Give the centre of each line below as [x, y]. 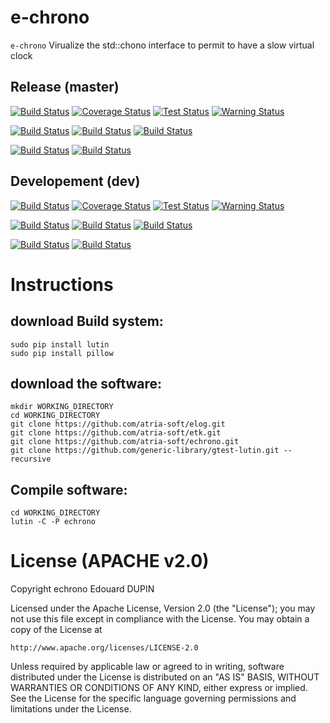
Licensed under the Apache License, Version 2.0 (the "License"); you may [163, 608]
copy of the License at [56, 630]
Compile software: [69, 489]
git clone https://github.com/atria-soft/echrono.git [125, 442]
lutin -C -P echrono [53, 522]
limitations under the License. [71, 709]
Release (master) [65, 87]
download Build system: [87, 321]
